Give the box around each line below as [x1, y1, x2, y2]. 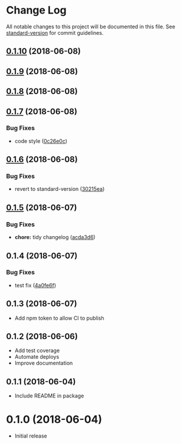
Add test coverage [14, 347, 60, 354]
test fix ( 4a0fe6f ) [14, 281, 57, 289]
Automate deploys [14, 353, 60, 360]
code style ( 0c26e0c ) [14, 137, 68, 144]
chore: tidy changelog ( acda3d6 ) [14, 234, 96, 241]
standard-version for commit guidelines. [6, 29, 104, 36]
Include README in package [14, 392, 84, 399]
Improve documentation [14, 360, 73, 367]
